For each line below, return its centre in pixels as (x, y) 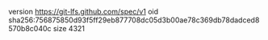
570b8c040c (30, 28)
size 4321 (69, 28)
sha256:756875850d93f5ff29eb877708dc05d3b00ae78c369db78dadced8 (134, 20)
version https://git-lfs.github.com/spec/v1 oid (84, 12)
